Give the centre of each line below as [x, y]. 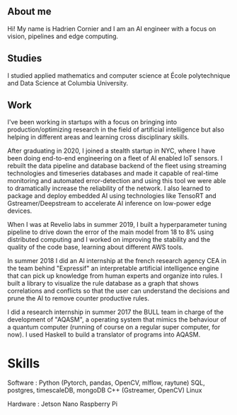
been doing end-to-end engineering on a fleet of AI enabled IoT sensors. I [115, 158]
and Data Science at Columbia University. [68, 83]
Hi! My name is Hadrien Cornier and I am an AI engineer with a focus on [112, 28]
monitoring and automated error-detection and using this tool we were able [117, 181]
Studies [25, 58]
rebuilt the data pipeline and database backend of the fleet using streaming [117, 166]
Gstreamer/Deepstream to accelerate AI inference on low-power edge [109, 204]
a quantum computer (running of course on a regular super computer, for [114, 327]
